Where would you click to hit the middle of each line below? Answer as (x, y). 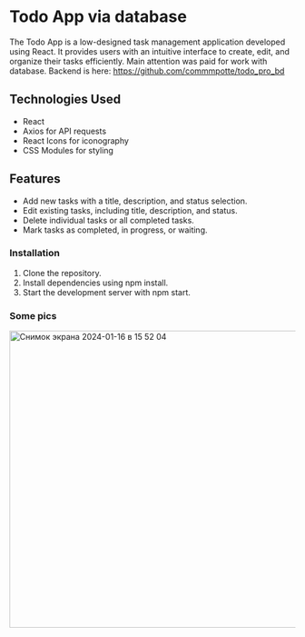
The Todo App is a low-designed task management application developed (148, 42)
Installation (35, 254)
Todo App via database (98, 17)
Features (35, 179)
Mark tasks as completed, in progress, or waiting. (115, 230)
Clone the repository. (62, 273)
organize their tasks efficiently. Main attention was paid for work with (138, 61)
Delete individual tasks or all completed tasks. (108, 220)
